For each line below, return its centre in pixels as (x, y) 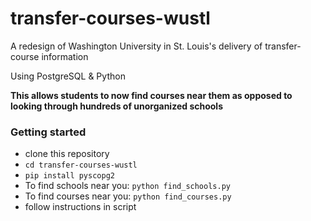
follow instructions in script (80, 207)
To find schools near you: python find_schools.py (127, 186)
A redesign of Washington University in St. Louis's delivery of (136, 46)
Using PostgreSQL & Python (68, 76)
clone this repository (67, 154)
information (65, 56)
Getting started (48, 132)
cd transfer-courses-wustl (81, 165)
